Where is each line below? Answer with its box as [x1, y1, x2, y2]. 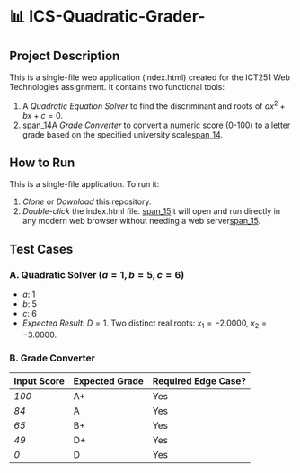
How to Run [9, 156, 75, 171]
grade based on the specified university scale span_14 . [22, 129, 223, 139]
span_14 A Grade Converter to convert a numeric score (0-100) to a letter [22, 120, 291, 130]
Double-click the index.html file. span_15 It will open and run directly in [22, 206, 281, 217]
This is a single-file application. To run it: [9, 179, 160, 190]
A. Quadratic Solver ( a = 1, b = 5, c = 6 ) [9, 268, 185, 281]
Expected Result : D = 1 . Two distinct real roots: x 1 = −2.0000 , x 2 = [22, 317, 268, 330]
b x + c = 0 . [22, 110, 64, 120]
